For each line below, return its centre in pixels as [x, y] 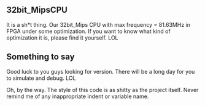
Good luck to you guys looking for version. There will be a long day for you [101, 71]
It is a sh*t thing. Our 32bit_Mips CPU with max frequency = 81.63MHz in [99, 24]
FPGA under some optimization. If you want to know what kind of [88, 31]
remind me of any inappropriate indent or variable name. [78, 96]
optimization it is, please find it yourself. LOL [62, 37]
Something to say [41, 57]
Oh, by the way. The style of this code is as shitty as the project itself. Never [102, 90]
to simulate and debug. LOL [41, 78]
